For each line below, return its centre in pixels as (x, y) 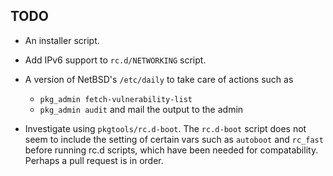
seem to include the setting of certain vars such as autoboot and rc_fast (174, 139)
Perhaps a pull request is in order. (94, 160)
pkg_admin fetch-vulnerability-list (116, 99)
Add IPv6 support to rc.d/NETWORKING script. (115, 60)
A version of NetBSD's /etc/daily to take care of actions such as (159, 79)
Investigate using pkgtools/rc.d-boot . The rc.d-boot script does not (165, 128)
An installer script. (62, 40)
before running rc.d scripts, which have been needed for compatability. (171, 150)
